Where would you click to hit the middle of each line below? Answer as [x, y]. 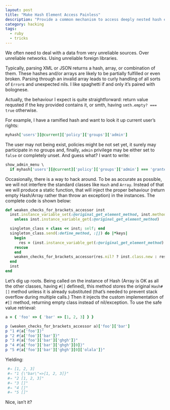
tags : [11, 29]
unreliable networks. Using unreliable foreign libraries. [61, 58]
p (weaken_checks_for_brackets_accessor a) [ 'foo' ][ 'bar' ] [68, 326]
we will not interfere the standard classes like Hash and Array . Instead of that [85, 184]
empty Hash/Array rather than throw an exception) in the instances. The [80, 195]
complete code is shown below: [38, 201]
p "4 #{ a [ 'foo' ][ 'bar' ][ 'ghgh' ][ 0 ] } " [45, 345]
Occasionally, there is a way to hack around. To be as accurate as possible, [84, 179]
